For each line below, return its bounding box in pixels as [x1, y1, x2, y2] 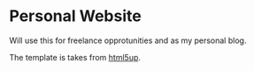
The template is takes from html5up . [9, 52, 142, 62]
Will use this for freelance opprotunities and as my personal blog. [9, 35, 247, 46]
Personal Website [9, 6, 142, 26]
